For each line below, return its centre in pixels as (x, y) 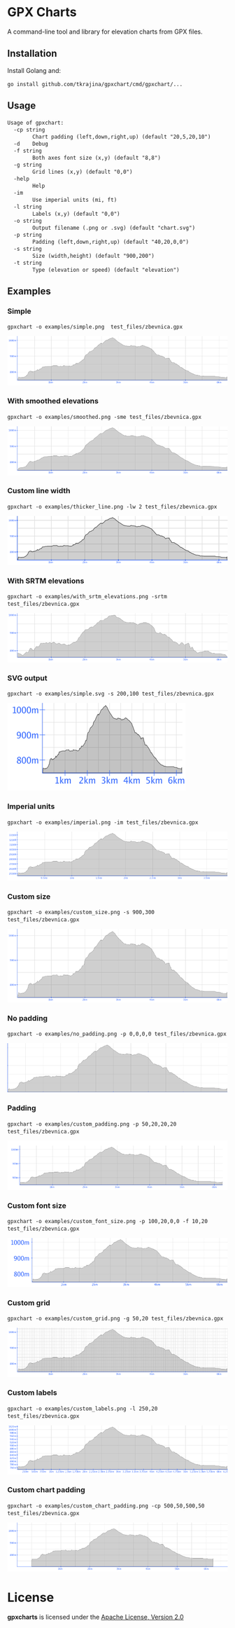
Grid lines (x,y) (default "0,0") (83, 172)
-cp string (29, 130)
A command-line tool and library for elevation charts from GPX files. (105, 32)
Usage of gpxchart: (36, 123)
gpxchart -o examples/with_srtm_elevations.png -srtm (87, 597)
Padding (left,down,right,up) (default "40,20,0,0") (111, 242)
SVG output (27, 678)
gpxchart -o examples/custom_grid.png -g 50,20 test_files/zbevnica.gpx (115, 1319)
